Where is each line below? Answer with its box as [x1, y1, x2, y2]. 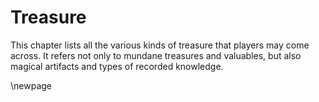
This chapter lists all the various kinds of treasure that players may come [10, 39, 310, 51]
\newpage [10, 79, 53, 91]
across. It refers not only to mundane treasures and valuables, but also [10, 49, 302, 61]
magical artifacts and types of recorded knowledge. [10, 60, 224, 72]
